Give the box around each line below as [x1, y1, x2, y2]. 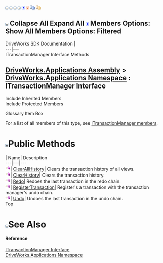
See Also [8, 218, 47, 230]
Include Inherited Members [5, 95, 62, 101]
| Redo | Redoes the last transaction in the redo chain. [10, 178, 121, 184]
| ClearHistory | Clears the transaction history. [10, 172, 105, 178]
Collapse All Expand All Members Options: [9, 19, 151, 28]
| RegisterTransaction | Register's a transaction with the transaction [10, 184, 149, 190]
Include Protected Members [5, 101, 63, 107]
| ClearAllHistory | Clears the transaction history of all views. [10, 166, 135, 172]
